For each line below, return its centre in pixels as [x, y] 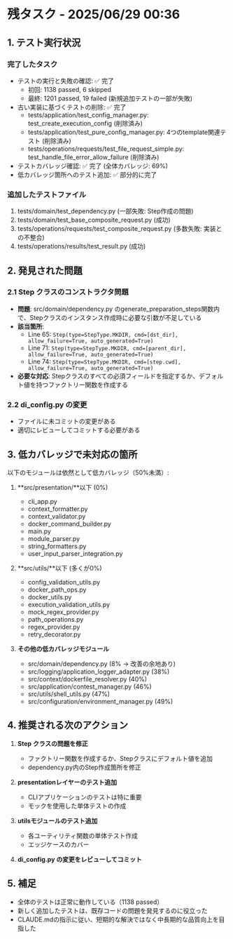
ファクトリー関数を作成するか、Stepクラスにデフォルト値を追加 [120, 758]
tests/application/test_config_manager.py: [88, 115]
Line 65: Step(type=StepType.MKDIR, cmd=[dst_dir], [103, 334]
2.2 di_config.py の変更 [47, 404]
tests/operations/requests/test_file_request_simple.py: [106, 149]
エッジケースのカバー [58, 844]
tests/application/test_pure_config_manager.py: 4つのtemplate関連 [124, 132]
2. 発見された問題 [45, 271]
